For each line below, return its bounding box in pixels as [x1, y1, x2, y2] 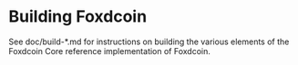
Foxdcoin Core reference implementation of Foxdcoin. [8, 45, 211, 56]
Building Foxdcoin [8, 6, 148, 27]
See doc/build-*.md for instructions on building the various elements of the [8, 36, 290, 47]
